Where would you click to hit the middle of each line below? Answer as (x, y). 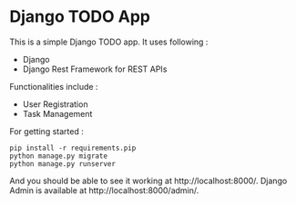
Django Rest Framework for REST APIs (95, 69)
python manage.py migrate (58, 156)
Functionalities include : (54, 86)
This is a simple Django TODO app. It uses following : (109, 42)
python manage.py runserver (63, 164)
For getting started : (46, 131)
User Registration (55, 104)
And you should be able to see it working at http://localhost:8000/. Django (148, 181)
